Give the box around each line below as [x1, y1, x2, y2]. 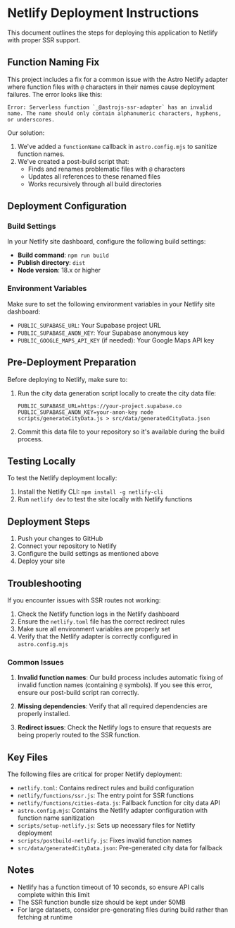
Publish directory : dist [17, 258, 86, 267]
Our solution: [7, 129, 45, 137]
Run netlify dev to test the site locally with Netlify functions [17, 495, 193, 504]
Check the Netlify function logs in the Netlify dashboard [17, 609, 179, 618]
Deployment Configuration [7, 200, 127, 213]
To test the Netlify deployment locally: [7, 474, 118, 482]
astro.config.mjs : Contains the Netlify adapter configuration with [17, 807, 208, 815]
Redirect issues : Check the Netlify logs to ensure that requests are [17, 723, 212, 732]
